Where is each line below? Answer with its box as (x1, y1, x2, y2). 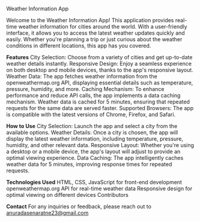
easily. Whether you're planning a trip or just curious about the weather (6, 36, 183, 42)
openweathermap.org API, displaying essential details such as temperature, (6, 79, 193, 86)
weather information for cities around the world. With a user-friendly (18, 23, 187, 30)
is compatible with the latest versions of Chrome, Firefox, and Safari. (6, 111, 176, 118)
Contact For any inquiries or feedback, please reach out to (6, 203, 152, 210)
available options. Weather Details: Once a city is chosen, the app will (6, 129, 178, 136)
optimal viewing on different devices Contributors (6, 191, 129, 198)
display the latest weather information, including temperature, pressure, (6, 135, 184, 142)
